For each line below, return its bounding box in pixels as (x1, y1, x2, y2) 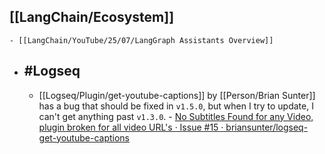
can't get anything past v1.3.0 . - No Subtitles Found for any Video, (38, 110, 314, 122)
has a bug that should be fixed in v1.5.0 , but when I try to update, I (38, 100, 314, 112)
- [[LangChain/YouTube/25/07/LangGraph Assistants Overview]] (9, 35, 274, 45)
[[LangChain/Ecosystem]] (9, 9, 175, 26)
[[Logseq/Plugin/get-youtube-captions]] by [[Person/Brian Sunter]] (38, 89, 316, 101)
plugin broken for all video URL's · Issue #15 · (38, 121, 224, 133)
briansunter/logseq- (225, 121, 309, 133)
